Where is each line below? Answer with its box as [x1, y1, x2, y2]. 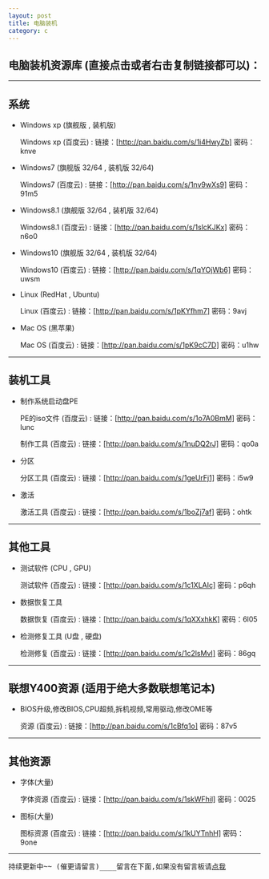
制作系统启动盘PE [19, 396, 78, 406]
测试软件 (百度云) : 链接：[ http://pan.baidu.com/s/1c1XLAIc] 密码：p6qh [19, 580, 256, 589]
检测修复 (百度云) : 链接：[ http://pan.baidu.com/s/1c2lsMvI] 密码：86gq [19, 648, 256, 658]
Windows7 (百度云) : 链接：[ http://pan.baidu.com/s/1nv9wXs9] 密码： [19, 180, 251, 189]
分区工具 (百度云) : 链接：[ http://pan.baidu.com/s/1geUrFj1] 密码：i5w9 [19, 472, 254, 482]
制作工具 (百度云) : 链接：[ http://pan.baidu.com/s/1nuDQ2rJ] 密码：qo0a [19, 439, 259, 448]
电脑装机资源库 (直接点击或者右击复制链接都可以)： [8, 58, 261, 72]
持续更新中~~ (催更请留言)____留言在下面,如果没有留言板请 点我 [8, 862, 227, 871]
